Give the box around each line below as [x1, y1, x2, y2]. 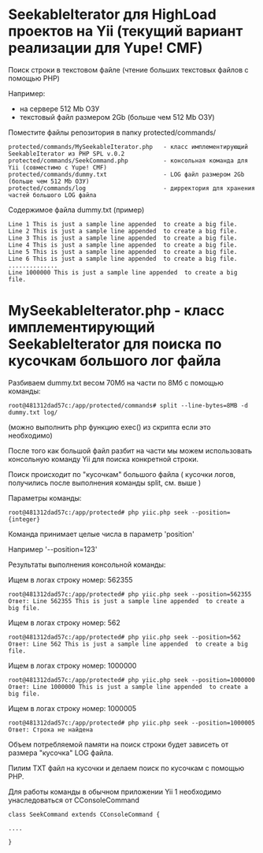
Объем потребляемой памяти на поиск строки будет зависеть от [8, 739, 229, 749]
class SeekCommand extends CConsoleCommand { [8, 810, 160, 818]
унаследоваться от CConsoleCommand [8, 795, 140, 805]
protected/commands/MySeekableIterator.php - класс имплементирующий [8, 143, 248, 151]
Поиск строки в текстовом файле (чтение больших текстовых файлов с [8, 65, 250, 74]
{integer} [8, 515, 41, 523]
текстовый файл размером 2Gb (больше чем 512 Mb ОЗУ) [19, 112, 215, 121]
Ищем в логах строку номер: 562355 [8, 575, 133, 584]
